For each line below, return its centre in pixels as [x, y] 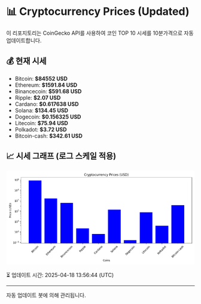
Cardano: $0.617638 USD [47, 104]
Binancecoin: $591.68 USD [48, 91]
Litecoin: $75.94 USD [42, 123]
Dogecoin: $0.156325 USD [48, 117]
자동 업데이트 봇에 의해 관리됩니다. [46, 295]
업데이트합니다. [24, 40]
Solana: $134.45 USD [42, 110]
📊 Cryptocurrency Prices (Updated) [98, 12]
